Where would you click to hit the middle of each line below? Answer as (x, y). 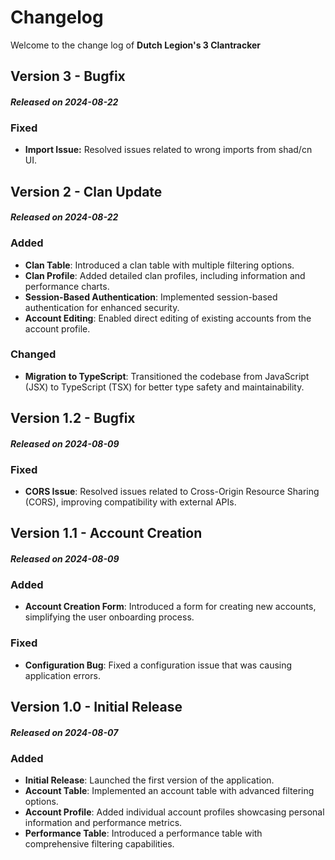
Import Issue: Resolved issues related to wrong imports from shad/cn (168, 150)
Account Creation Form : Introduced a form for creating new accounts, (170, 607)
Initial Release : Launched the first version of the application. (149, 780)
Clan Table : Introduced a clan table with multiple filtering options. (159, 265)
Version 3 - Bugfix (68, 76)
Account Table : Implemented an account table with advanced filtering (169, 790)
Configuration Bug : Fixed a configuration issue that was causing (158, 665)
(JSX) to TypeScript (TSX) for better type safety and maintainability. (164, 387)
